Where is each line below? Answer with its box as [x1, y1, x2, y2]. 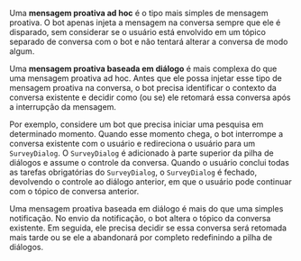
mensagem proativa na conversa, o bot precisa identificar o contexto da [9, 83, 277, 93]
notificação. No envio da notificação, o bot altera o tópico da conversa [9, 213, 271, 223]
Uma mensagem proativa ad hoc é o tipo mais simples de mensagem [9, 8, 269, 18]
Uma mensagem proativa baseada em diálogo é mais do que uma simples [9, 203, 284, 214]
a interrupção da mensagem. [9, 102, 117, 112]
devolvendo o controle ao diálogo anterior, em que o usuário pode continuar [9, 176, 292, 187]
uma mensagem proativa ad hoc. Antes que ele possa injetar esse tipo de [9, 73, 282, 84]
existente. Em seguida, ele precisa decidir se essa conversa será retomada [9, 222, 287, 233]
